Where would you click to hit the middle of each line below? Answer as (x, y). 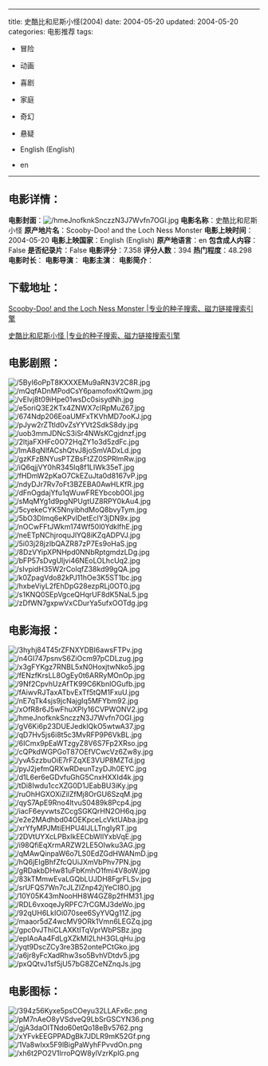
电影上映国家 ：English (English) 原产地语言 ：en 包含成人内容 (151, 240)
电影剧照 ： (35, 363)
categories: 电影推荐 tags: (51, 32)
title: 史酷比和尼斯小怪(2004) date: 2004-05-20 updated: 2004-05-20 (124, 22)
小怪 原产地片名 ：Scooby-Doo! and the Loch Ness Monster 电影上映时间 (127, 230)
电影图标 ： (35, 991)
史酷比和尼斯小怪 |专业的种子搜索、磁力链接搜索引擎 (95, 335)
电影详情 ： (35, 199)
